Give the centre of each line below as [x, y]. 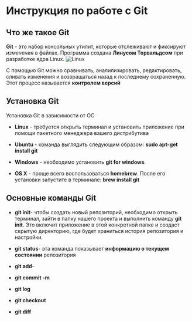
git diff [23, 312]
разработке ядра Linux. [35, 59]
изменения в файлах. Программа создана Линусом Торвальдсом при [95, 53]
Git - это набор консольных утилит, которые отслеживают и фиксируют [96, 46]
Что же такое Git [38, 33]
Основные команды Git [51, 198]
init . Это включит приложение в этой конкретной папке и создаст [97, 225]
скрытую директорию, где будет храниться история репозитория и [99, 231]
